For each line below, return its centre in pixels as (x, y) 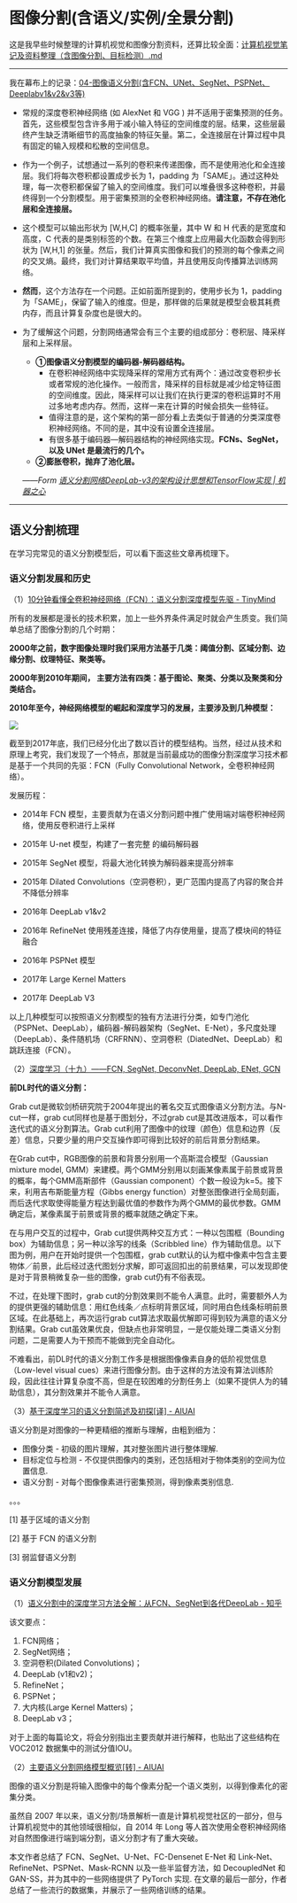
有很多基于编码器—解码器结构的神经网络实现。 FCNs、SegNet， (165, 439)
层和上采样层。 (49, 343)
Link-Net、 (258, 1857)
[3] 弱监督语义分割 (43, 1557)
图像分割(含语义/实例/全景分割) (122, 18)
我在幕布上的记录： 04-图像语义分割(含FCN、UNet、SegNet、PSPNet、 (140, 82)
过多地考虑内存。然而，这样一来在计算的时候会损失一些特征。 (161, 406)
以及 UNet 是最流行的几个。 (99, 450)
